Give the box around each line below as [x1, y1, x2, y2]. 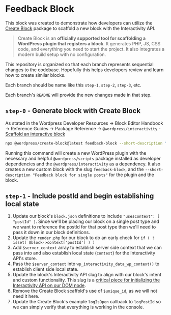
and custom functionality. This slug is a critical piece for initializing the [12, 277, 160, 283]
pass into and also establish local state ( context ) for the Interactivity [12, 250, 156, 256]
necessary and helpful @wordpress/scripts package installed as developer [5, 155, 161, 161]
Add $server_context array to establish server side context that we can [12, 245, 162, 251]
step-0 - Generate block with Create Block [5, 106, 141, 115]
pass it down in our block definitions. [12, 230, 90, 236]
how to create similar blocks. [5, 72, 66, 78]
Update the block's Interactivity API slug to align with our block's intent [12, 272, 162, 278]
